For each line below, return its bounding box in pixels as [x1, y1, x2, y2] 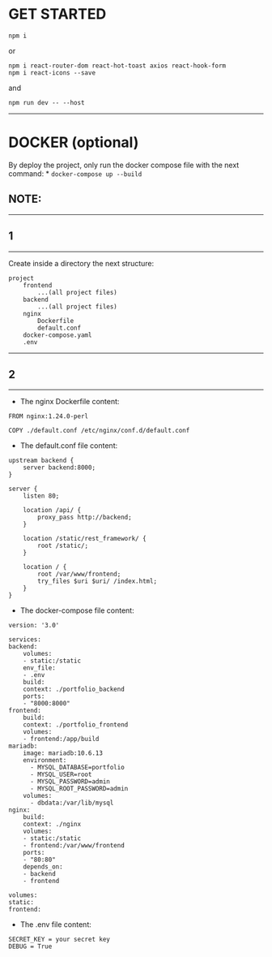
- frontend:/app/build [23, 735, 100, 744]
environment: [23, 757, 67, 765]
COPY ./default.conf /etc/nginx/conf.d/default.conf [8, 427, 190, 435]
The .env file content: [19, 920, 91, 929]
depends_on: [23, 863, 63, 871]
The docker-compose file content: [19, 606, 135, 615]
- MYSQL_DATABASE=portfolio [29, 764, 125, 772]
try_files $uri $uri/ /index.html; [37, 577, 158, 585]
